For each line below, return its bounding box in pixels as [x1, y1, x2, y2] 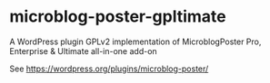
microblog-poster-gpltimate [9, 6, 226, 27]
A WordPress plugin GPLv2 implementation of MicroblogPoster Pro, [9, 36, 262, 47]
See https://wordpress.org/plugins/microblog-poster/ [9, 63, 209, 74]
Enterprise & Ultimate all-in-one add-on [9, 45, 157, 56]
